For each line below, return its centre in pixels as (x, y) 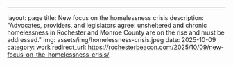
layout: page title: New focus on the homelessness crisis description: (106, 18)
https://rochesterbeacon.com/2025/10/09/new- (156, 47)
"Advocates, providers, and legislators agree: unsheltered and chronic (107, 25)
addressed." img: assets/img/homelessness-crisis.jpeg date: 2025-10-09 (112, 40)
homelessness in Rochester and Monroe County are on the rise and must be (116, 32)
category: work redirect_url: (47, 47)
